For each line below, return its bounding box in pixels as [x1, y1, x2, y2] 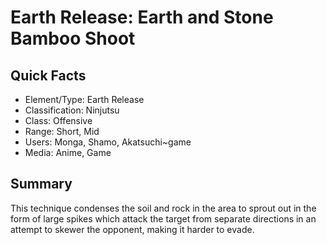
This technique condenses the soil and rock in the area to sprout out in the [10, 202, 317, 214]
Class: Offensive [24, 115, 93, 126]
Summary [10, 176, 73, 193]
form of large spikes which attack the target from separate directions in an [10, 212, 317, 225]
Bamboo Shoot [10, 27, 136, 50]
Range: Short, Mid [24, 126, 100, 137]
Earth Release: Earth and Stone [10, 6, 274, 29]
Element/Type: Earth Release [24, 94, 145, 105]
